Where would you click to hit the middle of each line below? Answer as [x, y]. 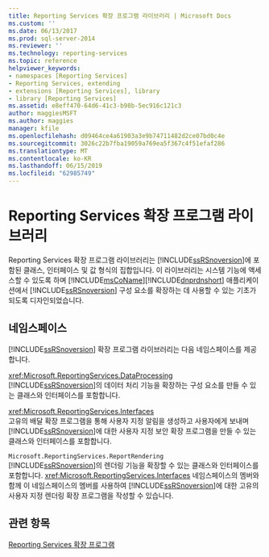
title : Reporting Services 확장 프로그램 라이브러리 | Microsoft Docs [120, 16]
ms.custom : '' [32, 23]
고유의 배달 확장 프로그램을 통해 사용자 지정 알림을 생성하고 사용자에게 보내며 [129, 421]
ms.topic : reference [43, 61]
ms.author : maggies [41, 121]
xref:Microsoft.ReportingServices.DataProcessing [91, 375]
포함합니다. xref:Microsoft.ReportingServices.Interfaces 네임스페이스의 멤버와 [134, 475]
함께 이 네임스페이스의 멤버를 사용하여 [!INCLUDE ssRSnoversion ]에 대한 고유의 [134, 485]
